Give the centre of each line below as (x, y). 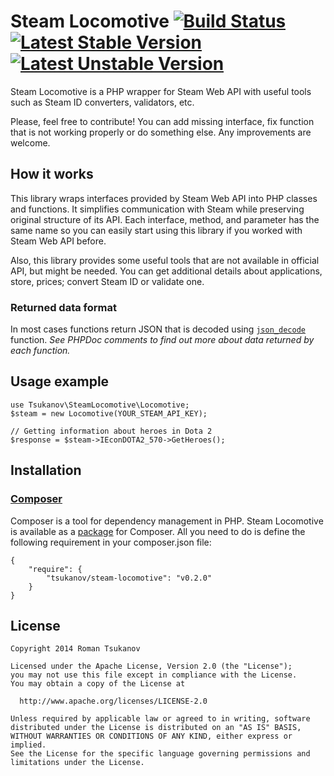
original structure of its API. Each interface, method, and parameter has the (165, 219)
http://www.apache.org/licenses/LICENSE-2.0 (113, 701)
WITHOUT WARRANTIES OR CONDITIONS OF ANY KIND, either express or (151, 736)
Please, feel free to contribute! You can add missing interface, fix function (162, 121)
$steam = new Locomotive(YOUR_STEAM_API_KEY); (109, 413)
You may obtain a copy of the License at (98, 684)
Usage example (60, 381)
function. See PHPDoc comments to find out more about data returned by (162, 340)
